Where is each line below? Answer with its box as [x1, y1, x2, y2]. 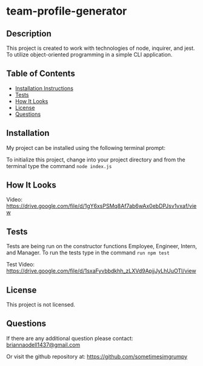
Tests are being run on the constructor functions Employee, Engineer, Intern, [6, 243, 198, 250]
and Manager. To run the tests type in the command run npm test [6, 249, 170, 256]
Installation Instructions [15, 84, 74, 92]
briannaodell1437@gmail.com [6, 341, 81, 348]
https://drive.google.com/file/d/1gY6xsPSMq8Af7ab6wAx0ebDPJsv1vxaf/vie [6, 202, 197, 210]
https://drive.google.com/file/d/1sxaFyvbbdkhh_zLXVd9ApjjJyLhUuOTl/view [6, 267, 196, 274]
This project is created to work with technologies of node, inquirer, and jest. [6, 44, 195, 52]
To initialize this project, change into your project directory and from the [6, 156, 186, 163]
